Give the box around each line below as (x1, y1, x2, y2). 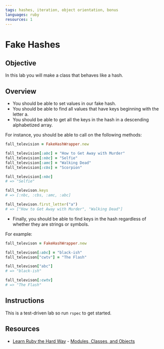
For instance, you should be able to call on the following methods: (5, 132, 142, 138)
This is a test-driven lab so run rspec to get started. (5, 310, 112, 316)
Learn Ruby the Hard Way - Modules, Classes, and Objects (12, 338, 135, 344)
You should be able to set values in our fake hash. (12, 100, 116, 107)
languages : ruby (5, 12, 39, 17)
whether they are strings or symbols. (12, 221, 89, 227)
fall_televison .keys (5, 188, 49, 193)
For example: (5, 231, 33, 237)
